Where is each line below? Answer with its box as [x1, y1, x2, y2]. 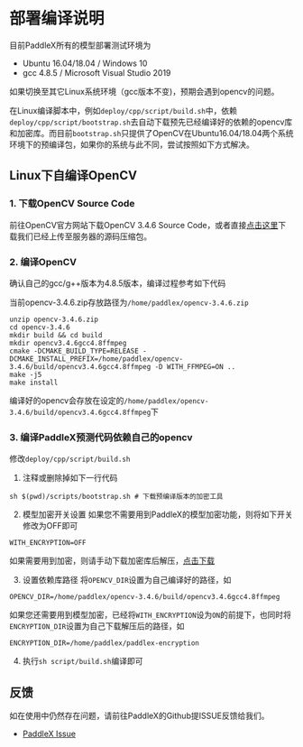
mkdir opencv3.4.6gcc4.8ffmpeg [9, 338, 127, 347]
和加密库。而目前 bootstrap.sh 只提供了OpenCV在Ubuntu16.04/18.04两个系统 [9, 127, 294, 138]
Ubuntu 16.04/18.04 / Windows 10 [22, 58, 148, 69]
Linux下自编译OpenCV [9, 168, 138, 183]
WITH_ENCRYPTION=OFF [9, 539, 87, 548]
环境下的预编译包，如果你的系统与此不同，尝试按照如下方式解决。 [9, 139, 254, 150]
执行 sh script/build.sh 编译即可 [22, 656, 143, 667]
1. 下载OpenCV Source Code [9, 198, 135, 210]
